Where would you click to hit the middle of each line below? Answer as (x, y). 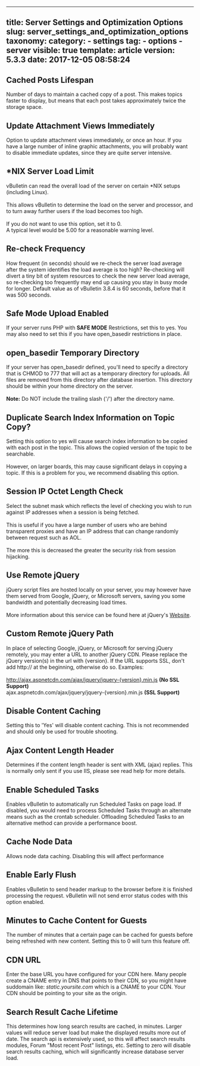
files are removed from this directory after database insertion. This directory (99, 380)
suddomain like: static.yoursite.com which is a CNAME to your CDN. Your (96, 987)
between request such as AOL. (44, 537)
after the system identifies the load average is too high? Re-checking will (95, 269)
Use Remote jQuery (43, 575)
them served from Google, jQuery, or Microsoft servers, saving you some (96, 596)
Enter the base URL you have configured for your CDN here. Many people (96, 974)
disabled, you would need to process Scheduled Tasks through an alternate (99, 810)
